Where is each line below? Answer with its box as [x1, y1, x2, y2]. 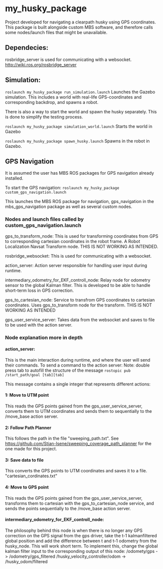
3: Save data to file [5, 457, 44, 463]
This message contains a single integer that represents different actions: [5, 381, 151, 387]
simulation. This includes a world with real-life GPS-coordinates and [5, 94, 142, 100]
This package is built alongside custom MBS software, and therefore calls [5, 24, 153, 30]
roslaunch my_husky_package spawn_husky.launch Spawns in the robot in [5, 138, 150, 144]
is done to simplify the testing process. [5, 114, 83, 120]
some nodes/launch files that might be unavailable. [5, 29, 108, 35]
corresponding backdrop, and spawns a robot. [5, 99, 99, 105]
